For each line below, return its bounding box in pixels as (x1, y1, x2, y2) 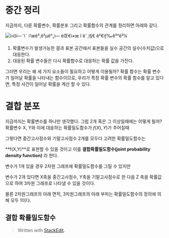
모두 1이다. (10, 197, 32, 203)
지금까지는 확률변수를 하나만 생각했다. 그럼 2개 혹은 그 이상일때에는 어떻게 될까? (5, 118, 162, 124)
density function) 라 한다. (5, 152, 59, 158)
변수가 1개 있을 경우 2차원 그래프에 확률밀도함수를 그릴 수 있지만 (5, 163, 131, 169)
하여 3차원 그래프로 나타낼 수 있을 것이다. (14, 180, 95, 186)
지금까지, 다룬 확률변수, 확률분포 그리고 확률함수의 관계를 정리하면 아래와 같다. (5, 22, 159, 28)
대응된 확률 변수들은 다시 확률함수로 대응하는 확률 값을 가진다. (12, 58, 134, 64)
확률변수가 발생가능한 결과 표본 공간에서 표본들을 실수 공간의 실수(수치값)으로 (12, 45, 164, 51)
